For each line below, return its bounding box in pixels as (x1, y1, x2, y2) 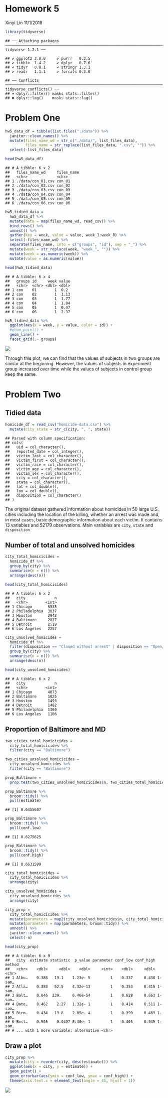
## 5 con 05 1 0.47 (5, 305, 70, 310)
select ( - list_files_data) (9, 148, 64, 153)
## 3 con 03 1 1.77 (5, 296, 70, 301)
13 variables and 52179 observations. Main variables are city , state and (5, 522, 153, 528)
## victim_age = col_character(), (5, 466, 81, 472)
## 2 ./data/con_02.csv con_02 (5, 183, 70, 188)
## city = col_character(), (5, 475, 68, 480)
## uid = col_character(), (5, 445, 66, 450)
